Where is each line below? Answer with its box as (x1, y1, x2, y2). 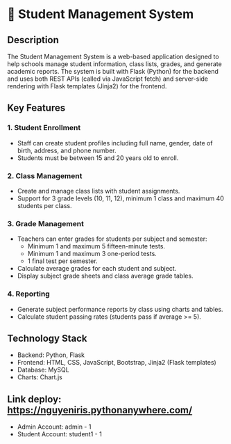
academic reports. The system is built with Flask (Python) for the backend (7, 68, 219, 75)
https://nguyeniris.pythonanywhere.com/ (7, 404, 193, 416)
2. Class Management (7, 171, 83, 180)
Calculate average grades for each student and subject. (17, 264, 177, 273)
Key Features (7, 102, 66, 114)
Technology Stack (7, 332, 87, 344)
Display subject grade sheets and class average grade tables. (17, 271, 194, 280)
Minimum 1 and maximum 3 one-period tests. (27, 250, 157, 258)
